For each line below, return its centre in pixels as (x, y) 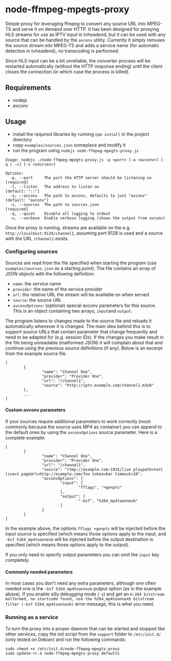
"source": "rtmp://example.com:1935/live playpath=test (102, 470)
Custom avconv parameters (35, 410)
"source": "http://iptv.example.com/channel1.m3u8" (98, 385)
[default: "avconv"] (27, 200)
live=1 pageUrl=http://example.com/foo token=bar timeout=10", (74, 474)
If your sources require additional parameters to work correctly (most (78, 422)
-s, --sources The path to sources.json (55, 204)
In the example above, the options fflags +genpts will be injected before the (86, 528)
